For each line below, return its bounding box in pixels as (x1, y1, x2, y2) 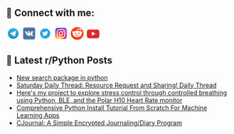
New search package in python (16, 73, 108, 82)
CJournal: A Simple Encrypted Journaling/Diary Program (16, 118, 182, 127)
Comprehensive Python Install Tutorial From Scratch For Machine (16, 104, 208, 112)
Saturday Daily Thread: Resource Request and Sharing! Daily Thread (16, 81, 217, 89)
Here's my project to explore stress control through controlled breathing (16, 88, 228, 96)
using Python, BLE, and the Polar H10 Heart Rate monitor (16, 96, 183, 104)
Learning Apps (16, 111, 60, 119)
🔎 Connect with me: (6, 7, 95, 19)
